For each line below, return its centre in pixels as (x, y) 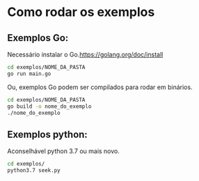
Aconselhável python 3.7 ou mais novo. (64, 151)
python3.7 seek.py (34, 171)
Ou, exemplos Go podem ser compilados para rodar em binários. (100, 87)
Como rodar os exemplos (81, 12)
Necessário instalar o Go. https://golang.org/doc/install (85, 54)
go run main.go (29, 74)
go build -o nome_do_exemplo (49, 106)
